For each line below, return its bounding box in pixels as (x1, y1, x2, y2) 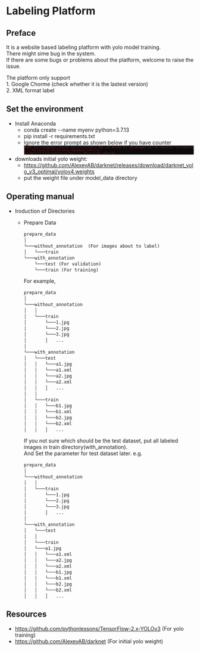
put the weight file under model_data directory (23, 174, 138, 181)
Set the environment (6, 104, 84, 114)
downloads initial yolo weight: (14, 155, 88, 162)
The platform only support (6, 74, 70, 81)
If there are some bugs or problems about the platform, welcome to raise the (6, 57, 194, 63)
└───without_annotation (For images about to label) (23, 243, 160, 249)
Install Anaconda (14, 120, 57, 127)
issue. (6, 63, 21, 70)
